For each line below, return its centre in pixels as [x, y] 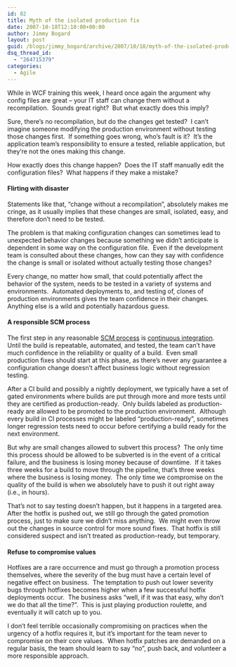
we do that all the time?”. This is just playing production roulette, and [107, 605]
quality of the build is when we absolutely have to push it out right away [111, 484]
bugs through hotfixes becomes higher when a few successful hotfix [106, 590]
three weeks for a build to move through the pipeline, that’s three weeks [111, 469]
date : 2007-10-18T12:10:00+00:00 [56, 27]
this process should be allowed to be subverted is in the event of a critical [114, 455]
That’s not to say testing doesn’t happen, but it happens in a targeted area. [115, 506]
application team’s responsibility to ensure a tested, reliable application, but [116, 144]
